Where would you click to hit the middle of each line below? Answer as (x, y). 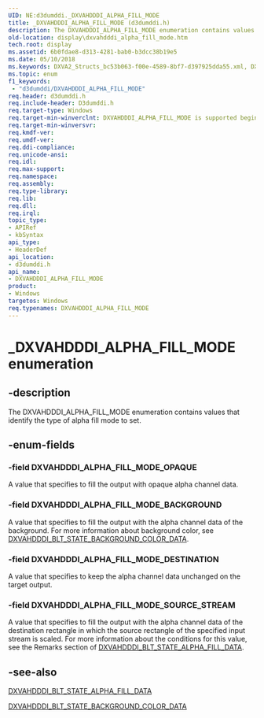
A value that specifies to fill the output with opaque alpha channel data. (123, 484)
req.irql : (24, 213)
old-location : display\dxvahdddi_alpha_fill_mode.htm (98, 37)
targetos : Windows (38, 301)
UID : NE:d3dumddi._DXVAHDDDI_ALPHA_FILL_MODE (84, 15)
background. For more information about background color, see (111, 530)
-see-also (33, 672)
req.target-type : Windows (50, 111)
